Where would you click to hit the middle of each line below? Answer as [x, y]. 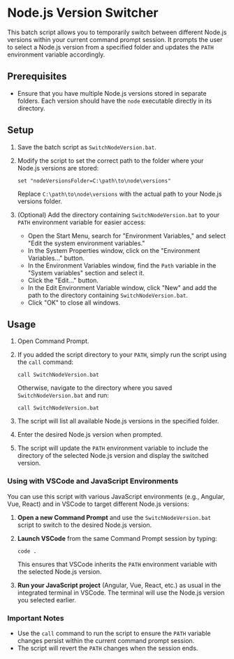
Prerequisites [37, 77]
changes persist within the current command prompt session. [106, 640]
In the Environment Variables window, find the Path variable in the [122, 265]
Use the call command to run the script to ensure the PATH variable [114, 633]
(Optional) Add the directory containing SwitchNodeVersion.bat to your [118, 215]
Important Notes [36, 618]
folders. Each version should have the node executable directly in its [115, 101]
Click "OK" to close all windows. [74, 303]
